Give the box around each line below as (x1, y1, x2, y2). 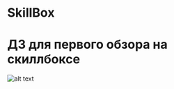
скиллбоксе (7, 51, 81, 67)
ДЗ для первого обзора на (7, 37, 168, 53)
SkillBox (7, 5, 55, 21)
